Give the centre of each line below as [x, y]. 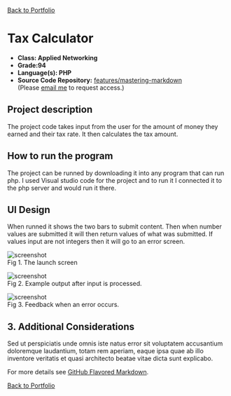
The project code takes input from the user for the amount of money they [113, 126]
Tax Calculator [50, 39]
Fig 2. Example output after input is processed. [75, 284]
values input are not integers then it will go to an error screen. [96, 242]
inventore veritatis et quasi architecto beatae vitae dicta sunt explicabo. [110, 359]
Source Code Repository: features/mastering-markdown [99, 80]
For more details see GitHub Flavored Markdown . [78, 372]
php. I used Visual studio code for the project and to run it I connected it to [115, 180]
